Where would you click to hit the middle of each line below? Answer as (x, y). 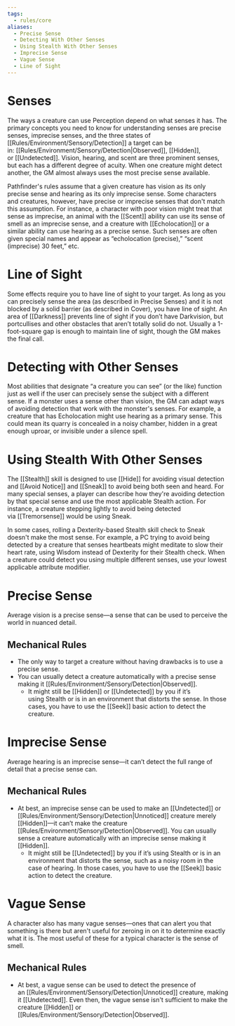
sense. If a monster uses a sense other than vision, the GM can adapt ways (116, 401)
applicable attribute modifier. (49, 567)
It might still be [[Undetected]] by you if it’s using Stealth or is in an (124, 853)
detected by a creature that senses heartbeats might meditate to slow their (115, 545)
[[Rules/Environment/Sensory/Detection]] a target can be (90, 143)
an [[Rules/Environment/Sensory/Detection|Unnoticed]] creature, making (123, 992)
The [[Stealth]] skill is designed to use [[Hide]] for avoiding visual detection (116, 479)
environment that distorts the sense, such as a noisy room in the (121, 860)
